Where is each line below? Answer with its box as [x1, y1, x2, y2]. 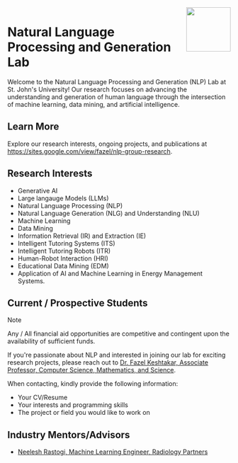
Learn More [7, 120, 59, 133]
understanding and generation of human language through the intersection [7, 92, 226, 101]
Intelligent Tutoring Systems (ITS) [17, 239, 115, 247]
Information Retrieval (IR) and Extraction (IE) [17, 232, 147, 240]
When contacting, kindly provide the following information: [7, 379, 178, 388]
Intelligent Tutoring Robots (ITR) [17, 246, 111, 255]
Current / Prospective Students [7, 297, 148, 309]
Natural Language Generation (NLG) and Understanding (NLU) [17, 209, 200, 217]
